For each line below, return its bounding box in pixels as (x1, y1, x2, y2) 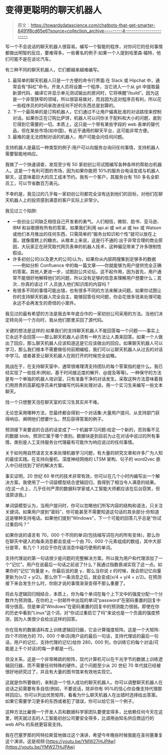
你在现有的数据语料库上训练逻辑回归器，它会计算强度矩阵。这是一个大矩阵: (5, 627, 160, 633)
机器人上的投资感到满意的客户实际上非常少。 (9, 197, 101, 203)
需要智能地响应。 (5, 150, 40, 157)
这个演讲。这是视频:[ (5, 738, 48, 744)
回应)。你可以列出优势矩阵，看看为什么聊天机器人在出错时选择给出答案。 (9, 692, 160, 698)
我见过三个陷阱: (5, 208, 37, 214)
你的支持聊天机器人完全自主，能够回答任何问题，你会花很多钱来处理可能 (12, 293, 161, 299)
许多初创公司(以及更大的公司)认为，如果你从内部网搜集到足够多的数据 (12, 256, 156, 262)
